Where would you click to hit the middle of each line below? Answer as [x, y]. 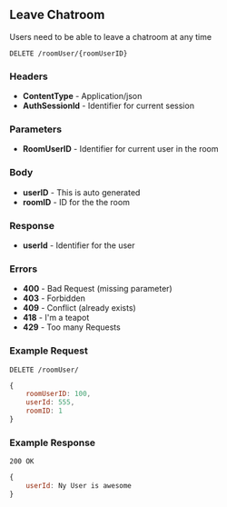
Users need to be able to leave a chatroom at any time [110, 36]
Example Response [53, 442]
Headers [29, 76]
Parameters [35, 129]
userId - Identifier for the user [79, 245]
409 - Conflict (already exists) [79, 308]
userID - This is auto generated [81, 192]
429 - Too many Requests [71, 327]
